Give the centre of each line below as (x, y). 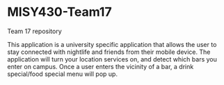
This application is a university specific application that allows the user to (112, 44)
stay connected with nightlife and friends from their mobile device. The (109, 52)
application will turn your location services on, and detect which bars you (112, 59)
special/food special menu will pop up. (63, 74)
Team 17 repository (35, 31)
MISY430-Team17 (60, 12)
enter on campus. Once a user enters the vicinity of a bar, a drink (101, 66)
